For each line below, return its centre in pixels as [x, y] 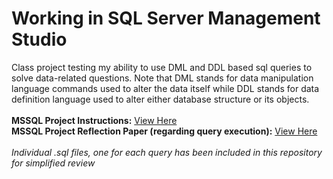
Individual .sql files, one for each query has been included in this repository [167, 152]
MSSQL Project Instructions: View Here [94, 120]
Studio [39, 39]
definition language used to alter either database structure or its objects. [160, 99]
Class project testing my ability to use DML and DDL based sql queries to [162, 67]
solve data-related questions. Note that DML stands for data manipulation [162, 78]
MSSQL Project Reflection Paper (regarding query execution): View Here [164, 131]
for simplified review [53, 163]
